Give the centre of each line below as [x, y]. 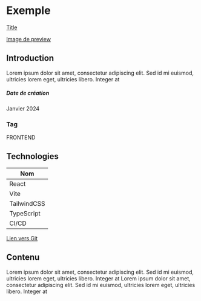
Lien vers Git [22, 238]
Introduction [30, 58]
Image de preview [29, 39]
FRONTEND [21, 138]
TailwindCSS [27, 203]
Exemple [28, 11]
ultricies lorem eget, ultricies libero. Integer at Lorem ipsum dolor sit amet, [98, 278]
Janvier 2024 [23, 108]
